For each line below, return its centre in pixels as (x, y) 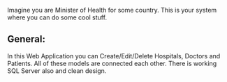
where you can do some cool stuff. (57, 17)
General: (27, 39)
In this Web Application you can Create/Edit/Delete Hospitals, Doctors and (114, 56)
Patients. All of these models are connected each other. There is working (112, 63)
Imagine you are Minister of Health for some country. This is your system (112, 10)
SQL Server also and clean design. (57, 71)
